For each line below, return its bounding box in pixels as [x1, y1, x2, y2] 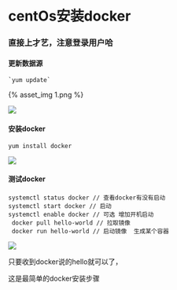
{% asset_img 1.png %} [8, 90, 84, 99]
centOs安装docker [8, 7, 131, 25]
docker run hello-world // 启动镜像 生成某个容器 [11, 227, 169, 235]
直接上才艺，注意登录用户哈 [8, 37, 113, 48]
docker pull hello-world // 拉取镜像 [11, 218, 131, 227]
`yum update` [8, 76, 51, 84]
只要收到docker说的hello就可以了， [8, 257, 123, 266]
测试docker [8, 174, 46, 184]
